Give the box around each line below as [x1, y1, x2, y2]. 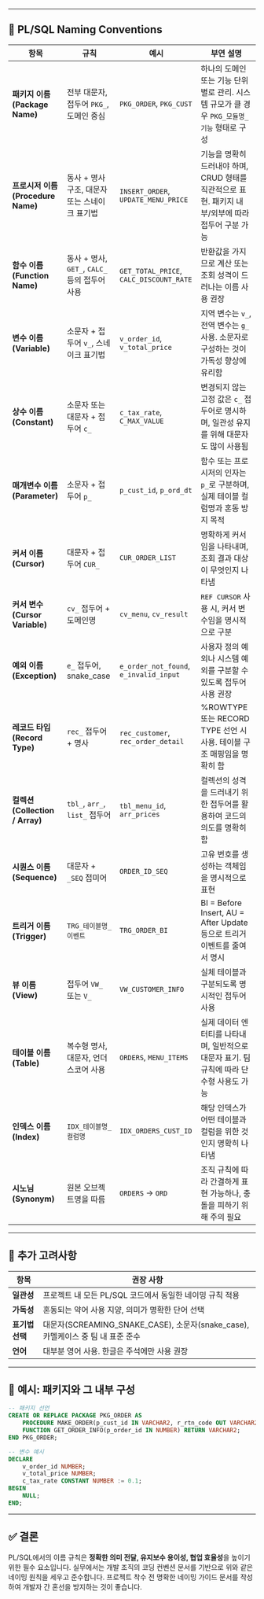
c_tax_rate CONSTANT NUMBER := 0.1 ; [22, 1477, 143, 1485]
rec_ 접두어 [66, 725, 108, 736]
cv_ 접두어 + [66, 602, 111, 613]
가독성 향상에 [200, 355, 247, 366]
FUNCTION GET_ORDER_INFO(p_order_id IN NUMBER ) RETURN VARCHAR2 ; [22, 1427, 241, 1435]
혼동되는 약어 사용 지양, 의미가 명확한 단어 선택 [42, 1304, 205, 1315]
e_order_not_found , [119, 660, 191, 671]
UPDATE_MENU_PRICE [119, 195, 189, 204]
